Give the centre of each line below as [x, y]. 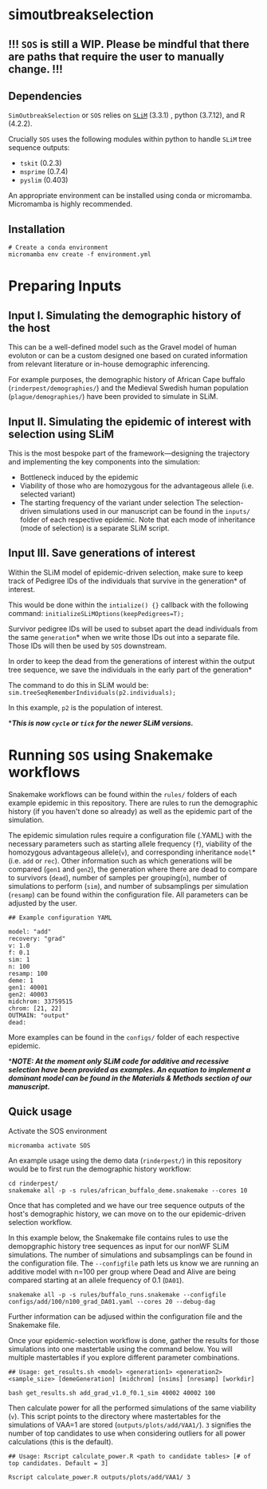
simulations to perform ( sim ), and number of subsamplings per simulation [128, 886]
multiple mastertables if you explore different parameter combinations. [124, 1357]
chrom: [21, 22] [35, 1008]
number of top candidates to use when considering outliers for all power [127, 1433]
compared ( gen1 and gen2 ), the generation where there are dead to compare [133, 869]
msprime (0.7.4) [44, 172]
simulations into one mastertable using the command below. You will [120, 1349]
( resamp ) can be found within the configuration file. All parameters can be [128, 895]
